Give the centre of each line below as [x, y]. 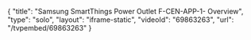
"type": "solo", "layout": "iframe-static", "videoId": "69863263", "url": [121, 20]
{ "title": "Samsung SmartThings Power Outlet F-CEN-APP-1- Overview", [125, 11]
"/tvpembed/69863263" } [50, 28]
